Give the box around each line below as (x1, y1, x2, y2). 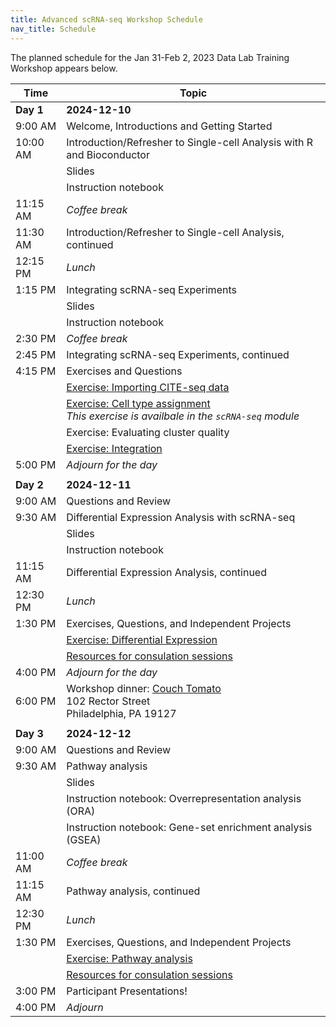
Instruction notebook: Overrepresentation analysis (66, 791, 302, 805)
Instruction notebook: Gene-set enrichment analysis (66, 820, 313, 834)
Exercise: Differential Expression (66, 632, 218, 646)
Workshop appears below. (10, 62, 118, 74)
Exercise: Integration (66, 441, 163, 455)
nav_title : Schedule (10, 24, 97, 34)
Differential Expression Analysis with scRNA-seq (66, 510, 296, 524)
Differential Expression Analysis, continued (66, 565, 267, 579)
